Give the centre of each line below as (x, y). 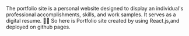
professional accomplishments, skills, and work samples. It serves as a (91, 15)
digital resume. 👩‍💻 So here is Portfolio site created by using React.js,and (93, 21)
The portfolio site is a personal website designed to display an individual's (95, 8)
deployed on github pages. (38, 27)
